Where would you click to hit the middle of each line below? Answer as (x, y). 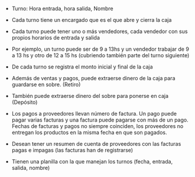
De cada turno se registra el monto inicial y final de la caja (82, 67)
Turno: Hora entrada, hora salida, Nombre (62, 9)
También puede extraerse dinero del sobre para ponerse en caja (90, 96)
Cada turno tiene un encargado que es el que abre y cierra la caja (92, 20)
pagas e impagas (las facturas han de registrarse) (72, 150)
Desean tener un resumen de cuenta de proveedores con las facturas (96, 144)
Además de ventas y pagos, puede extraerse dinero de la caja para (93, 78)
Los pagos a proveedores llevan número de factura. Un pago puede (94, 114)
